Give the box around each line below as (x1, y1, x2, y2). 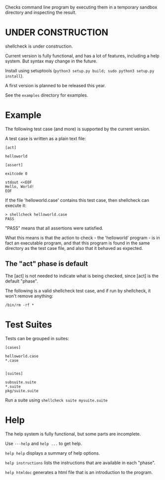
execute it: (5, 202, 27, 208)
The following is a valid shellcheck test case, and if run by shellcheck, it (5, 288, 151, 294)
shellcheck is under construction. (5, 43, 73, 49)
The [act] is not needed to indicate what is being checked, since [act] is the (5, 273, 159, 279)
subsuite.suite (5, 379, 37, 385)
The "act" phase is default (5, 260, 88, 268)
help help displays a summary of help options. (5, 450, 100, 456)
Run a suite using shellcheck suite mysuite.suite (5, 397, 108, 403)
